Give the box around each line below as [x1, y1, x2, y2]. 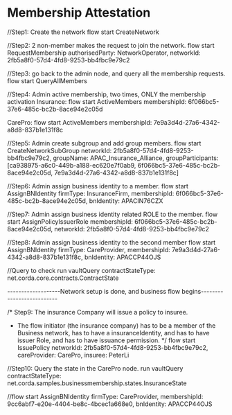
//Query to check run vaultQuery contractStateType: [7, 266, 156, 274]
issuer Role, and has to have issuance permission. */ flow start [17, 336, 196, 344]
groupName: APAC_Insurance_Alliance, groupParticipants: [53, 154, 219, 162]
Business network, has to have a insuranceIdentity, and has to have [17, 328, 210, 337]
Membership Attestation [7, 5, 151, 21]
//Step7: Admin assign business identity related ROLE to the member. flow [7, 210, 218, 218]
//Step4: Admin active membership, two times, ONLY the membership [7, 90, 206, 98]
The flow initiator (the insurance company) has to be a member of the [17, 321, 216, 330]
